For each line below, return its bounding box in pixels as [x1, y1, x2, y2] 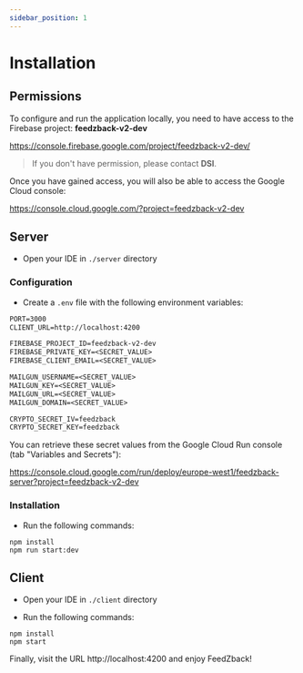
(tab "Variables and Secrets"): [9, 449, 122, 460]
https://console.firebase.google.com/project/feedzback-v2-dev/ [9, 140, 250, 151]
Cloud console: [9, 185, 66, 196]
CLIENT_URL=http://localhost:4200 [9, 322, 141, 332]
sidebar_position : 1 [9, 13, 88, 23]
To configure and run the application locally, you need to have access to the [9, 113, 294, 124]
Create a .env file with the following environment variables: [22, 297, 244, 308]
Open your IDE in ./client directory [22, 594, 157, 606]
